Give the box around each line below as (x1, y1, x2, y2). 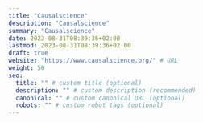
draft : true (8, 49, 48, 57)
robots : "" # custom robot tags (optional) (15, 101, 164, 109)
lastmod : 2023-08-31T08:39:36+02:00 (8, 42, 131, 50)
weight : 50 (8, 64, 45, 72)
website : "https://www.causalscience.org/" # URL (8, 57, 179, 65)
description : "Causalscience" (8, 19, 110, 27)
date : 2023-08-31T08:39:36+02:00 (8, 34, 121, 43)
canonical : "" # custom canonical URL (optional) (15, 94, 185, 102)
